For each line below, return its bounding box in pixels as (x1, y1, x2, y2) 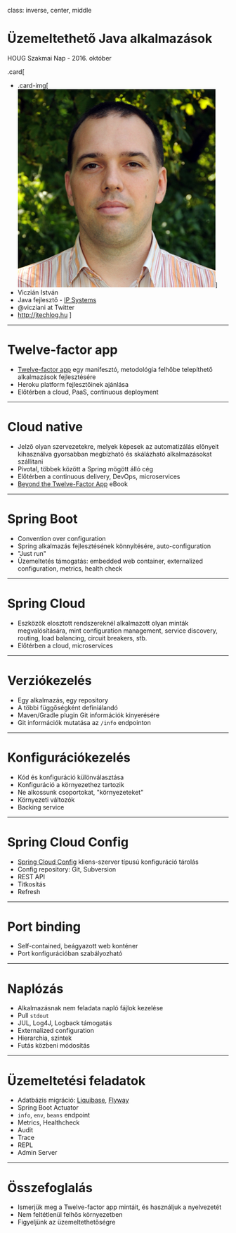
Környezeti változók (17, 795, 75, 804)
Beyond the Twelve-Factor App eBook (17, 479, 129, 488)
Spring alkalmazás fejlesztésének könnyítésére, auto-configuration (17, 542, 211, 550)
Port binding (7, 919, 81, 934)
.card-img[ (17, 81, 49, 89)
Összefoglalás (7, 1179, 93, 1196)
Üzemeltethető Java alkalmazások (7, 31, 213, 47)
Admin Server (17, 1148, 58, 1157)
